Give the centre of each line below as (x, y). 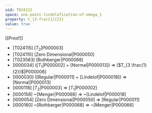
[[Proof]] (14, 38)
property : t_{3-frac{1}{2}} (35, 19)
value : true (18, 24)
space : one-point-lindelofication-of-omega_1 (53, 15)
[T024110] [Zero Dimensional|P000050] (53, 54)
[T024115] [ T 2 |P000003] (38, 48)
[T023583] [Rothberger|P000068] (48, 60)
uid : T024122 (19, 10)
